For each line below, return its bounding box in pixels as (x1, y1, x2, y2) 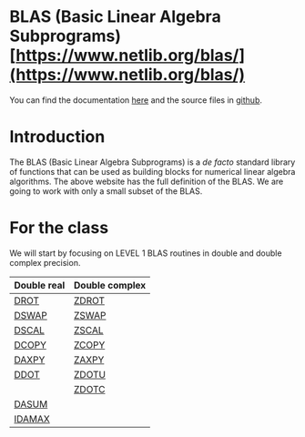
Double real (14, 279, 66, 291)
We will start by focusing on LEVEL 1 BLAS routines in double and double (9, 248, 282, 259)
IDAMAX (14, 412, 50, 425)
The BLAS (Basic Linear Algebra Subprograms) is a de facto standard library (9, 157, 296, 168)
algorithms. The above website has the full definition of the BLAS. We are (9, 176, 284, 187)
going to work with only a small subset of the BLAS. (9, 185, 203, 197)
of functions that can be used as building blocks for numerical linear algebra (9, 166, 296, 177)
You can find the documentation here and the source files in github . (9, 94, 262, 106)
